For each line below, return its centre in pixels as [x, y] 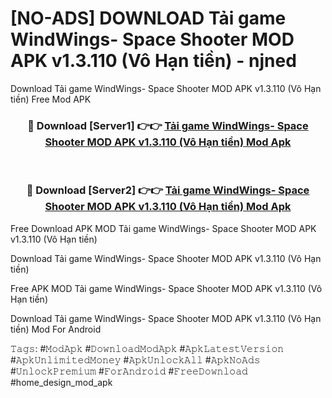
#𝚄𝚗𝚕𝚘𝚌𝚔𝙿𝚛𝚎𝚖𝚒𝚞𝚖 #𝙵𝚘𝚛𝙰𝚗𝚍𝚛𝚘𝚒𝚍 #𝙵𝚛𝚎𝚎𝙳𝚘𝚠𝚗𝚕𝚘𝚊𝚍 [129, 371]
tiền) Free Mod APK [51, 99]
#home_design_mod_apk [61, 382]
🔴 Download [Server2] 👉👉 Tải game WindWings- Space [168, 190]
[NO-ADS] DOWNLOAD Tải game [148, 18]
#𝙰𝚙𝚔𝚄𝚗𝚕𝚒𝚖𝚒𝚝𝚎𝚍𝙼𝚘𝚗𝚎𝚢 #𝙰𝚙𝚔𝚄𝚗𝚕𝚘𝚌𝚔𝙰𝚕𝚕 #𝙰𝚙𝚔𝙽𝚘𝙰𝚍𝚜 [135, 359]
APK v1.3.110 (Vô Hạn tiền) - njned [153, 61]
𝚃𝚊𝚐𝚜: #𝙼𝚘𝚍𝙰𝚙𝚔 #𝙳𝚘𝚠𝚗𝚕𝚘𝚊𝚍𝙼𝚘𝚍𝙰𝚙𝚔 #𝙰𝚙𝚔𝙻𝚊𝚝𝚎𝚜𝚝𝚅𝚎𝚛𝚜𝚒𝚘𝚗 [147, 348]
